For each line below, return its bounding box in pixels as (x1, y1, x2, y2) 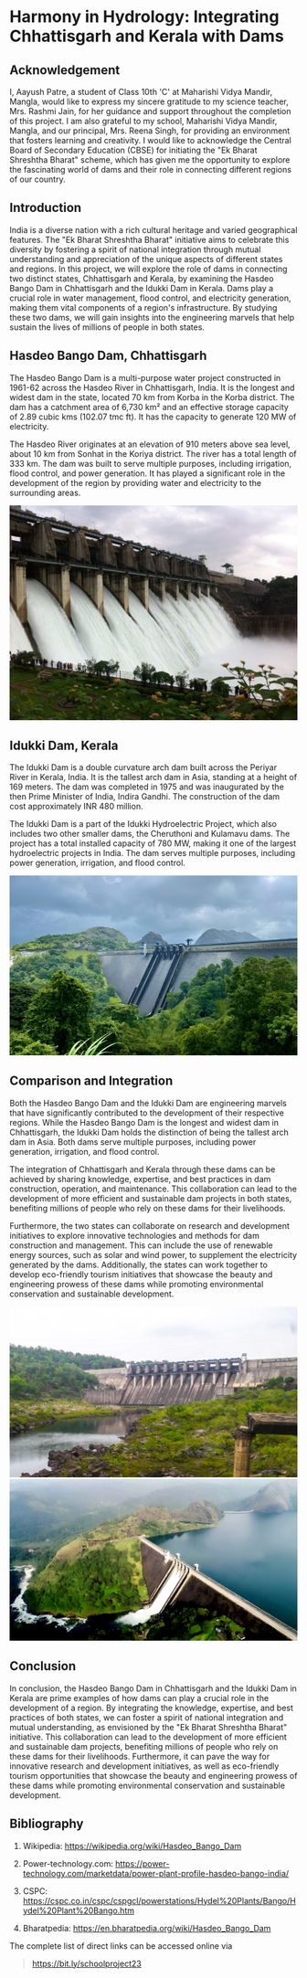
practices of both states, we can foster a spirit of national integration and (9, 1711, 284, 1723)
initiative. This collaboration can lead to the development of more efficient (9, 1731, 288, 1742)
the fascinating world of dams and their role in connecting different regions (9, 164, 292, 175)
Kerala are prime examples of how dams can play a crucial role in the (9, 1692, 270, 1703)
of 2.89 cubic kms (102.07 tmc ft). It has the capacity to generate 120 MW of (9, 411, 297, 422)
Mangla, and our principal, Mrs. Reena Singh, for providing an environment (9, 125, 291, 136)
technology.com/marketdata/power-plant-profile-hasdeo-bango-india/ (22, 1867, 290, 1878)
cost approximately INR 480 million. (9, 801, 143, 812)
